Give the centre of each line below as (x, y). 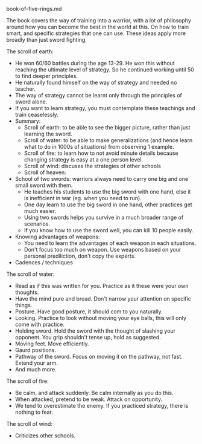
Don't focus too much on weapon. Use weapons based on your (103, 250)
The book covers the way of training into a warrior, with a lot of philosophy (99, 20)
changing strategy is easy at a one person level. (84, 159)
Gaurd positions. (35, 350)
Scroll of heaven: (45, 172)
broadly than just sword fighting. (47, 40)
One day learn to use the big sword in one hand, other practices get (108, 204)
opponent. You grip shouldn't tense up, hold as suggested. (88, 337)
